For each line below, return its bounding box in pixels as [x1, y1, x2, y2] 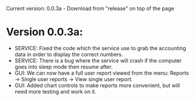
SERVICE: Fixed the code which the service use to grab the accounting [14, 44, 186, 51]
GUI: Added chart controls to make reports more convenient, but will [14, 82, 180, 89]
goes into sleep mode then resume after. [14, 63, 113, 70]
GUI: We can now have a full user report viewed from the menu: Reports [14, 69, 189, 76]
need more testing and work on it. [14, 88, 97, 95]
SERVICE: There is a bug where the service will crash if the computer [14, 57, 182, 64]
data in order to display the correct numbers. [14, 51, 123, 58]
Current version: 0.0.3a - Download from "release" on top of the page [6, 5, 174, 12]
